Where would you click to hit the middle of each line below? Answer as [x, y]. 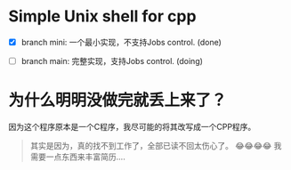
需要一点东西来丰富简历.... [77, 157]
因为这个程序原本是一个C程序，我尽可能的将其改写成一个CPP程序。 [132, 127]
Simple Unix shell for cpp [102, 16]
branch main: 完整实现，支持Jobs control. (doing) [112, 61]
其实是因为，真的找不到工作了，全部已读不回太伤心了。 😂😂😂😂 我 [156, 146]
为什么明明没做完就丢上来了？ [118, 101]
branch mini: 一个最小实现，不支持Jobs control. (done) [121, 42]
